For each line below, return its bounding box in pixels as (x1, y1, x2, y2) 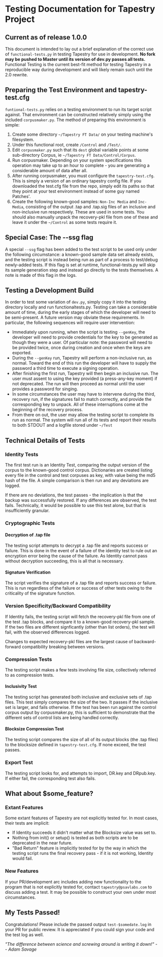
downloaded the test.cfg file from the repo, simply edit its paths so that (12, 183, 155, 189)
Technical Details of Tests (5, 436, 85, 445)
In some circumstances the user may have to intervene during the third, (12, 391, 156, 397)
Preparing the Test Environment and (5, 86, 117, 94)
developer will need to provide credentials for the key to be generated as (12, 334, 158, 340)
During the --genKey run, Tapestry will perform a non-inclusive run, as (12, 355, 152, 361)
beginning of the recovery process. (12, 407, 83, 413)
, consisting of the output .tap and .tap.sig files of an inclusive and (23, 203, 156, 210)
